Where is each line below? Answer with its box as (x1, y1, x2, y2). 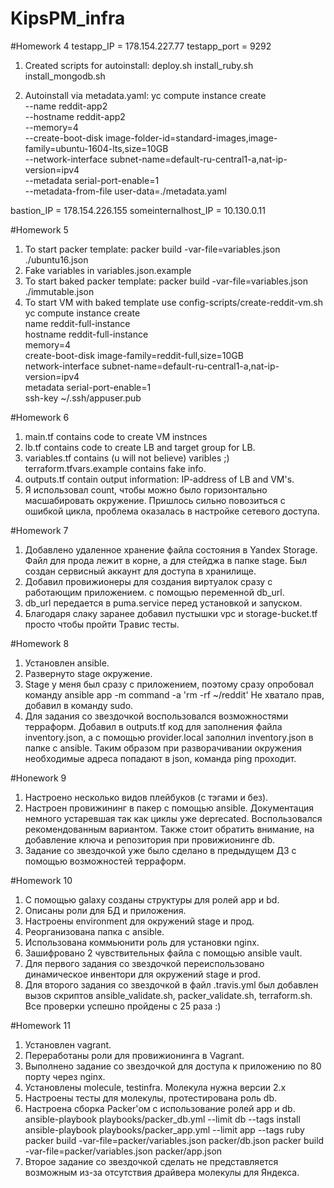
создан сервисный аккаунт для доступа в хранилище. (24, 565, 257, 577)
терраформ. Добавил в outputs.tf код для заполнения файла (24, 720, 283, 732)
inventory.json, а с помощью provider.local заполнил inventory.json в (24, 731, 314, 743)
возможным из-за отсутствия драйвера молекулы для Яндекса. (24, 1166, 300, 1178)
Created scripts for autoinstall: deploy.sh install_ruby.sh (24, 59, 254, 71)
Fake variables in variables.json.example (24, 264, 192, 276)
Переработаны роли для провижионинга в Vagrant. (24, 1049, 245, 1061)
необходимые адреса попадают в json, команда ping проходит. (24, 752, 297, 764)
